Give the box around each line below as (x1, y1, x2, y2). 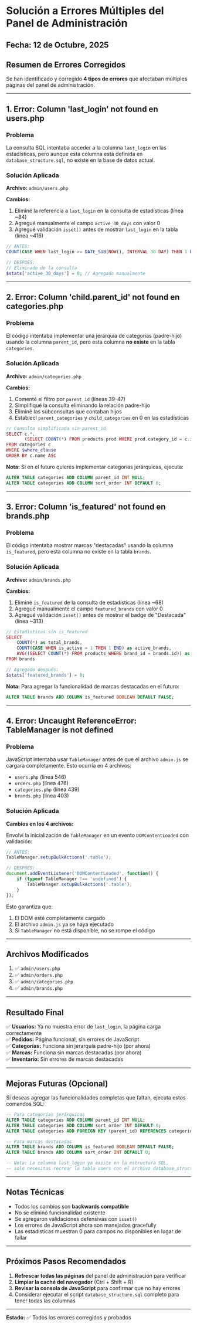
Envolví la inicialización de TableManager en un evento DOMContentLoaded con (6, 832, 189, 839)
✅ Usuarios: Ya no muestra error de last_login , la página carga (6, 1023, 161, 1030)
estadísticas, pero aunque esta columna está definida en (6, 151, 143, 158)
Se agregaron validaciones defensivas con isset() (14, 1215, 138, 1222)
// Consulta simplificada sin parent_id (6, 425, 107, 432)
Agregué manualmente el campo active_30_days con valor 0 (14, 220, 161, 227)
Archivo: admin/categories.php (6, 372, 82, 379)
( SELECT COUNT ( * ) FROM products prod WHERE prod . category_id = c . (24, 436, 191, 442)
